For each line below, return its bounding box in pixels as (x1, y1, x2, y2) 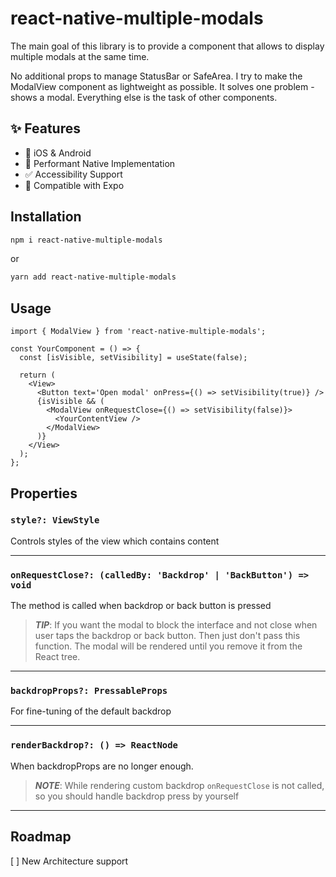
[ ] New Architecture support (10, 855, 129, 867)
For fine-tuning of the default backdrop (10, 705, 172, 717)
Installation (10, 208, 82, 226)
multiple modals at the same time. (10, 50, 150, 62)
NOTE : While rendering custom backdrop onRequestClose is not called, (34, 779, 325, 791)
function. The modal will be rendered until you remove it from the (34, 640, 303, 652)
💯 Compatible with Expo (24, 179, 125, 191)
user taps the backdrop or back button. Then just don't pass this (34, 630, 301, 642)
